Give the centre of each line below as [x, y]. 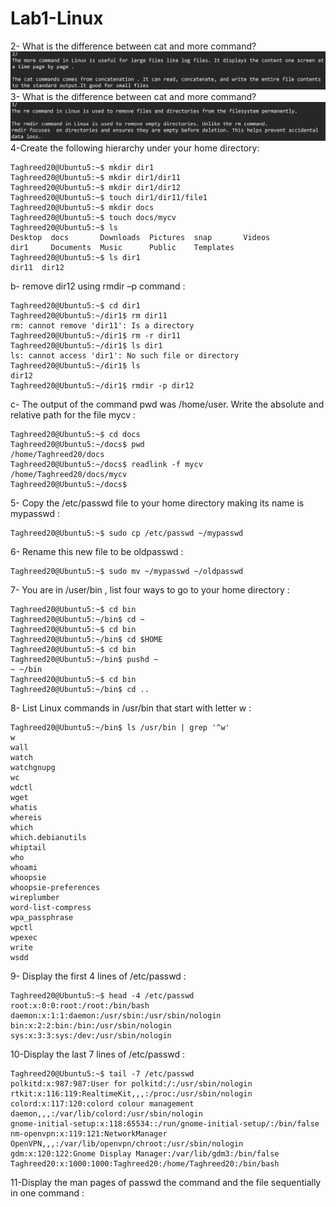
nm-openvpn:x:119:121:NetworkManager [89, 1133]
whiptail [28, 847]
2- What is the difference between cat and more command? [133, 46]
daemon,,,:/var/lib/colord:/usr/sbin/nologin [106, 1113]
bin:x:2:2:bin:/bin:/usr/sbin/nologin [91, 1025]
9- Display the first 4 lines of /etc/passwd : [98, 976]
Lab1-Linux [57, 18]
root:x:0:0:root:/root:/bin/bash [80, 1005]
